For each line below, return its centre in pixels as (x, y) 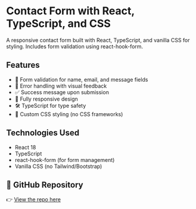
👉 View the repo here (34, 199)
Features (23, 65)
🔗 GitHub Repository (45, 185)
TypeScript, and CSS (59, 24)
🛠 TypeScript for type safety (50, 105)
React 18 (25, 147)
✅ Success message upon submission (62, 92)
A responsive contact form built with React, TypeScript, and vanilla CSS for (98, 40)
